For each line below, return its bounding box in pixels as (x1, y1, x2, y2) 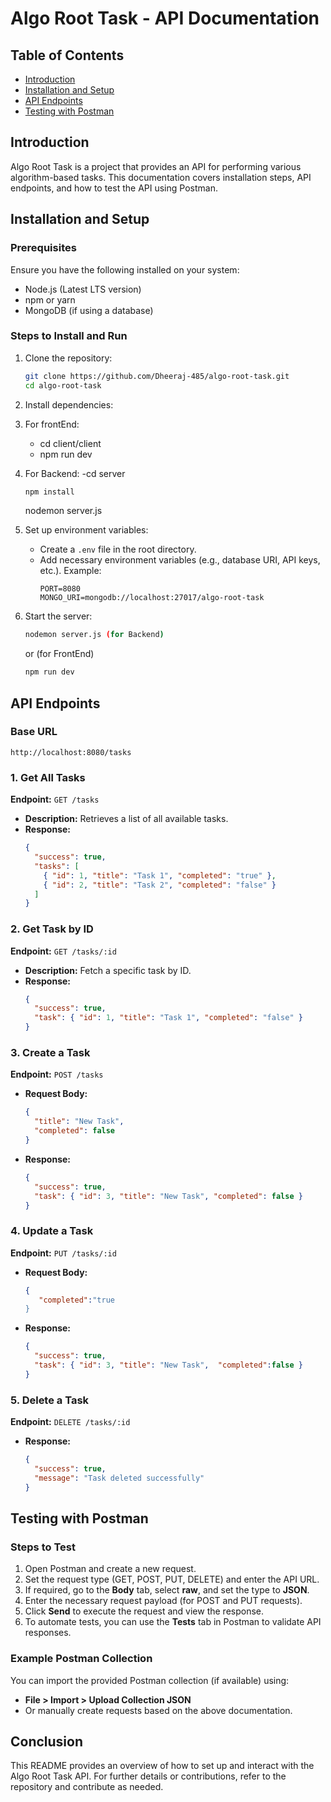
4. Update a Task (10, 1224, 94, 1238)
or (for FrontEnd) (24, 648, 95, 660)
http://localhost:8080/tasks (10, 747, 132, 757)
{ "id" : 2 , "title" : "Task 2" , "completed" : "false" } (43, 880, 277, 890)
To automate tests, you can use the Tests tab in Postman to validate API (24, 1616, 322, 1628)
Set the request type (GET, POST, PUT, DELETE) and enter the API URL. (24, 1573, 320, 1586)
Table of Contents (10, 47, 125, 64)
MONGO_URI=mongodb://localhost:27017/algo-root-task (39, 593, 265, 603)
